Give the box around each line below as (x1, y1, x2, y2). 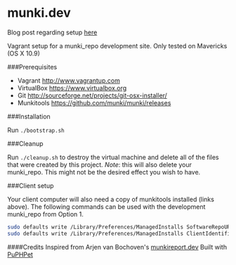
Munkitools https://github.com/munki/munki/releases (17, 98, 171, 107)
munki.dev (7, 5, 72, 21)
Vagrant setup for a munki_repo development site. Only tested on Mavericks (7, 41, 228, 50)
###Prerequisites (7, 62, 58, 71)
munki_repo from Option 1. (7, 210, 84, 218)
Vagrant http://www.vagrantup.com (17, 76, 121, 85)
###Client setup (7, 181, 54, 190)
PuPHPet (7, 250, 34, 259)
